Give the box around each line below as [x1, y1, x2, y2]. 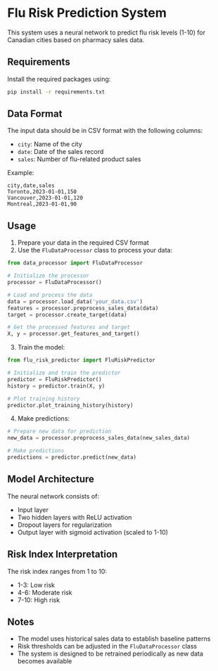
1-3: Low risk [17, 580, 55, 589]
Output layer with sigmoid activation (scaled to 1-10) [17, 528, 169, 536]
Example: [7, 169, 34, 177]
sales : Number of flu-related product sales [17, 155, 141, 163]
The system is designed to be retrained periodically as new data [17, 649, 204, 658]
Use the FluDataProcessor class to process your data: [17, 246, 173, 255]
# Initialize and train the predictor [7, 369, 121, 376]
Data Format [7, 108, 63, 120]
